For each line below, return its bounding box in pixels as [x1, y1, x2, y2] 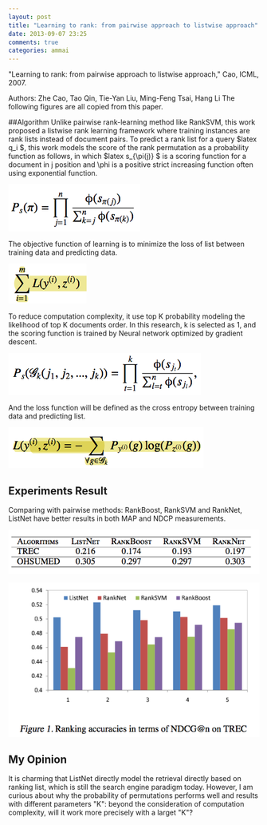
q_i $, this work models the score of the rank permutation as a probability [8, 143, 249, 153]
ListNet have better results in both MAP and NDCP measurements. [8, 514, 226, 523]
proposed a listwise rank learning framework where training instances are [8, 126, 250, 136]
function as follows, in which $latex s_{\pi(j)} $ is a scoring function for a [8, 152, 247, 161]
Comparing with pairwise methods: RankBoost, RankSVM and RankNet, [8, 505, 243, 514]
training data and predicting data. [8, 248, 118, 257]
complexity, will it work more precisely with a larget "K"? [8, 807, 194, 818]
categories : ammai [8, 46, 69, 55]
